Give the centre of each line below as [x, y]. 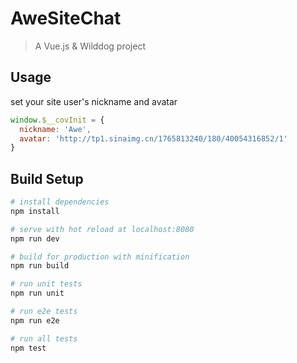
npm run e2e [35, 320]
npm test [28, 348]
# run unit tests [46, 284]
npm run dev [35, 238]
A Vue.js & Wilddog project [90, 46]
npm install [35, 211]
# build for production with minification [100, 257]
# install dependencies [60, 202]
